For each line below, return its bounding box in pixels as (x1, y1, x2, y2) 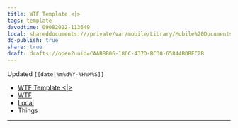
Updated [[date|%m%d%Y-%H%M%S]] (7, 69, 105, 78)
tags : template (7, 17, 52, 24)
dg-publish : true (7, 37, 59, 44)
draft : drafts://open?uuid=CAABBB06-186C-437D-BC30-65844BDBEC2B (7, 50, 204, 58)
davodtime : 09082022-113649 (7, 23, 91, 31)
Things (17, 106, 38, 114)
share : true (7, 43, 42, 50)
